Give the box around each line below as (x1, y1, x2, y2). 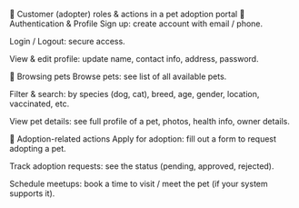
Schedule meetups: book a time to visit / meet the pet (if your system (9, 178, 268, 189)
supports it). (9, 188, 55, 199)
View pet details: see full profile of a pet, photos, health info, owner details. (9, 116, 291, 126)
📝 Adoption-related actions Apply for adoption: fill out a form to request (9, 134, 277, 144)
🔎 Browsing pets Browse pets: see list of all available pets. (9, 71, 227, 82)
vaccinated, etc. (9, 98, 70, 109)
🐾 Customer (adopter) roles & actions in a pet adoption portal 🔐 (9, 9, 245, 19)
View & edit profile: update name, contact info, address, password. (9, 54, 259, 64)
